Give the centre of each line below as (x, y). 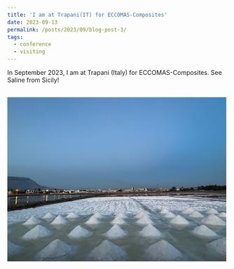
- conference (33, 44)
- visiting (29, 52)
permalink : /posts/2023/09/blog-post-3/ (67, 29)
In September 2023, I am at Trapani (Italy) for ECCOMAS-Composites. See (115, 73)
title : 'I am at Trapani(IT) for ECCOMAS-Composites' (88, 15)
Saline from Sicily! (33, 80)
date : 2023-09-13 (33, 22)
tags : (15, 37)
